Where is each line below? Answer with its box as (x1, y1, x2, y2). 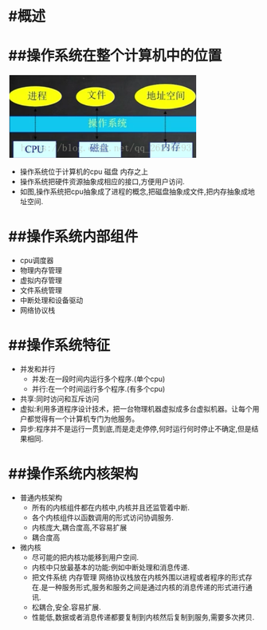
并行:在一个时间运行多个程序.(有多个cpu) (31, 384, 166, 393)
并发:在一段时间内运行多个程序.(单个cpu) (31, 374, 166, 384)
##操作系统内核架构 (8, 465, 139, 483)
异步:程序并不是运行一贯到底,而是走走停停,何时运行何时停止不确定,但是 (19, 424, 252, 433)
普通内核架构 (19, 492, 62, 502)
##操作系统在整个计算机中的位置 (8, 47, 222, 65)
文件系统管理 (19, 285, 62, 295)
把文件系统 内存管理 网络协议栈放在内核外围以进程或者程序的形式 (31, 572, 245, 582)
